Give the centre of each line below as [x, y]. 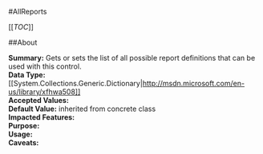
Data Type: [27, 75]
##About [23, 42]
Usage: [21, 134]
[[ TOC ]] [21, 27]
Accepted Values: [39, 100]
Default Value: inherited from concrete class [82, 109]
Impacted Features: [41, 117]
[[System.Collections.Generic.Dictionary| [75, 83]
